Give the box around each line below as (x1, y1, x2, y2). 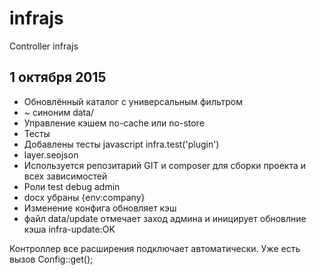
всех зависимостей (23, 170, 108, 182)
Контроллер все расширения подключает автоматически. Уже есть (9, 242, 301, 254)
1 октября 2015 (9, 69, 107, 86)
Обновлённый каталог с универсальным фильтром (23, 95, 243, 107)
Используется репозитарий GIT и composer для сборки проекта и (23, 159, 307, 171)
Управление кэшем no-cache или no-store (23, 117, 205, 129)
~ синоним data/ (23, 106, 95, 118)
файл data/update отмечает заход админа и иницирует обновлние (23, 212, 307, 224)
